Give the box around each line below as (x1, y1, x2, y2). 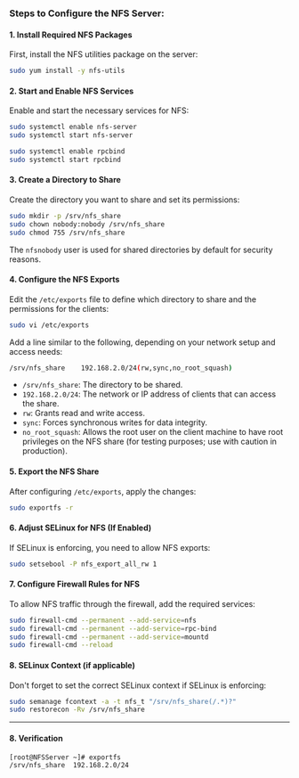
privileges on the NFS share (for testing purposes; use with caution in (21, 436, 278, 447)
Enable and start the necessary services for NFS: (9, 105, 190, 116)
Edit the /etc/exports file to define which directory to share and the (9, 293, 256, 305)
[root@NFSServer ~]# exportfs (9, 752, 122, 762)
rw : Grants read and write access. (21, 408, 145, 419)
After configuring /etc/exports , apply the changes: (9, 486, 197, 496)
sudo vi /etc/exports (9, 320, 90, 330)
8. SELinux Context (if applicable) (9, 659, 135, 670)
